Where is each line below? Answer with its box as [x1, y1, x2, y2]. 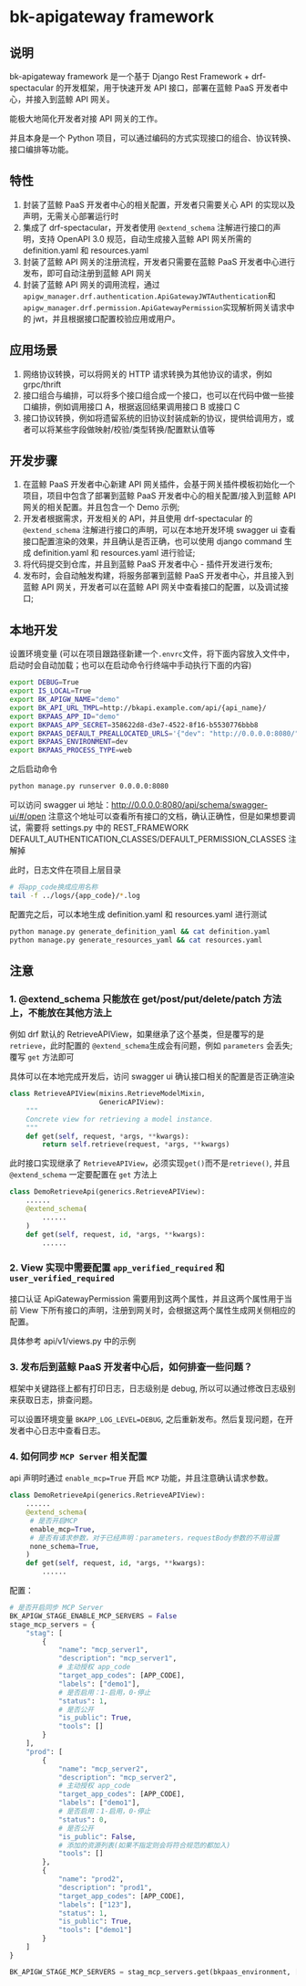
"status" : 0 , [57, 1814, 107, 1824]
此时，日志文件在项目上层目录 [9, 864, 121, 875]
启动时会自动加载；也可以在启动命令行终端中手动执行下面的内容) [9, 660, 252, 671]
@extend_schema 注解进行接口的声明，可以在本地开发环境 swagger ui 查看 [22, 525, 296, 536]
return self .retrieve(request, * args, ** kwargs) [42, 1140, 230, 1149]
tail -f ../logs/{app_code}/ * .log [9, 891, 141, 900]
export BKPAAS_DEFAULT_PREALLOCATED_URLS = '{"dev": [9, 728, 206, 738]
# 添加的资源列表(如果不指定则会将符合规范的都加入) [57, 1841, 231, 1850]
